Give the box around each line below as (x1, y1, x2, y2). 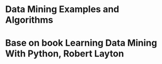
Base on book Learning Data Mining (5, 37, 157, 49)
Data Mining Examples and (5, 4, 120, 15)
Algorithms (5, 14, 53, 26)
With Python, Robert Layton (5, 48, 124, 59)
